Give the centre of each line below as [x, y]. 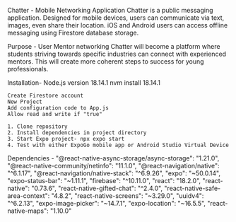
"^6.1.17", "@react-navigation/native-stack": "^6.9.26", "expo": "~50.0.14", [114, 173]
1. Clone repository [38, 127]
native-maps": [28, 211]
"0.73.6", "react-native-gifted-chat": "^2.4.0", [97, 188]
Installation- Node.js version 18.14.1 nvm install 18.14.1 [84, 83]
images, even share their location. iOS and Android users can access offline [118, 25]
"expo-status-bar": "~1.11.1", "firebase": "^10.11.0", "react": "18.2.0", [104, 181]
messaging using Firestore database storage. [73, 33]
